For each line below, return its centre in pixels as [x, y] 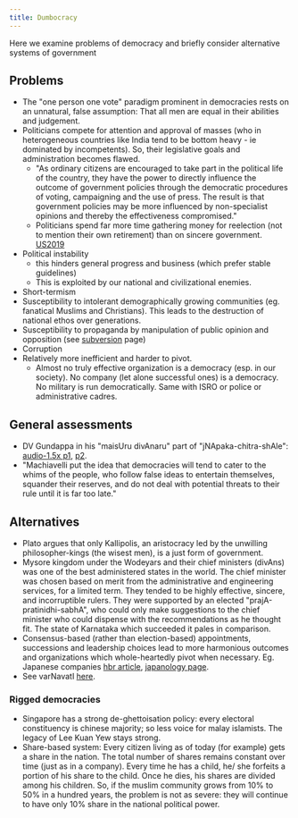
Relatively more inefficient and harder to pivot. [107, 358]
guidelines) [56, 273]
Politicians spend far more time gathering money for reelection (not [159, 225]
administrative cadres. [76, 396]
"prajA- [259, 601]
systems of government [53, 52]
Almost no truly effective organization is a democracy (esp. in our [156, 368]
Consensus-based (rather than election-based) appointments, [137, 638]
